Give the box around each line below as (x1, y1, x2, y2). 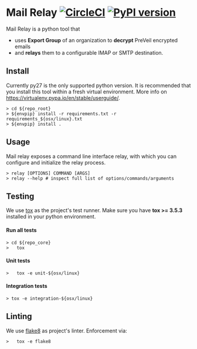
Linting (6, 311, 32, 321)
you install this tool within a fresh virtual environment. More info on (6, 88, 167, 95)
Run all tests (6, 226, 37, 233)
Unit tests (6, 257, 30, 264)
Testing (6, 191, 35, 201)
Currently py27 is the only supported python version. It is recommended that (6, 82, 191, 89)
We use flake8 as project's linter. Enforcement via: (6, 327, 127, 334)
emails (14, 43, 31, 50)
